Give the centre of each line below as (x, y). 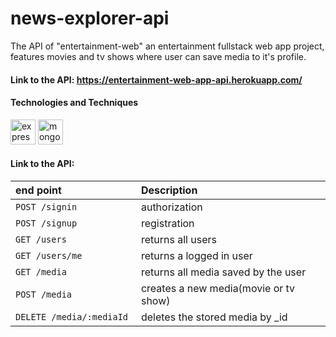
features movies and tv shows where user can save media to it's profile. (158, 56)
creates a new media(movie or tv (218, 288)
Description (169, 190)
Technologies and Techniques (74, 103)
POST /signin (46, 206)
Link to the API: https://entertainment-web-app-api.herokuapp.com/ (156, 79)
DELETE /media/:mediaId (72, 316)
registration (167, 223)
